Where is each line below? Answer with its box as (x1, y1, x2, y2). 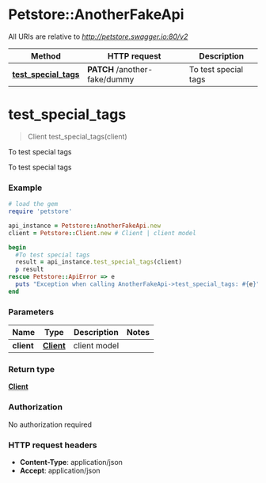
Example (8, 182, 43, 193)
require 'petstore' (8, 207, 73, 215)
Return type (8, 364, 55, 375)
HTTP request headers (8, 439, 97, 451)
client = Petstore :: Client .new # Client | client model (8, 229, 196, 237)
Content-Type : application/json (19, 457, 123, 466)
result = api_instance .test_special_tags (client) (15, 258, 182, 266)
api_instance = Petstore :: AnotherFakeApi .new (8, 222, 161, 230)
